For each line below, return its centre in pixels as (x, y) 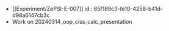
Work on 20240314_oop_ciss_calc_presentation (72, 22)
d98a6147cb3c (31, 15)
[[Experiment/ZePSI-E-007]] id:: (52, 9)
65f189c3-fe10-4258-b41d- (128, 9)
